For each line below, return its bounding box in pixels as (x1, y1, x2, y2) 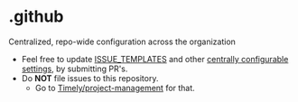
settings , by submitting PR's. (21, 63, 128, 74)
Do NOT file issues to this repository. (21, 72, 159, 83)
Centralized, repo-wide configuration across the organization (8, 36, 237, 47)
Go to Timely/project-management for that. (34, 82, 195, 93)
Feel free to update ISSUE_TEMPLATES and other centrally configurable (21, 53, 289, 64)
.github (8, 6, 64, 27)
